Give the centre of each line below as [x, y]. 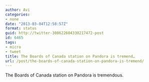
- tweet [13, 51]
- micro [13, 47]
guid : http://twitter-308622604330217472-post [54, 33]
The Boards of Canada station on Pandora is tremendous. [64, 75]
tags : [11, 42]
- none [12, 19]
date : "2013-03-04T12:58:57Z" [37, 24]
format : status [21, 28]
